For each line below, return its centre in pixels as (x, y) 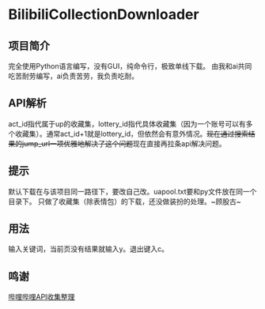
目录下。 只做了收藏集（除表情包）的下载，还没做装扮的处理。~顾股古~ (125, 201)
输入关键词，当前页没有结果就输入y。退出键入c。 (88, 249)
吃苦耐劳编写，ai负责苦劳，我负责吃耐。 (74, 76)
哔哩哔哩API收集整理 (42, 297)
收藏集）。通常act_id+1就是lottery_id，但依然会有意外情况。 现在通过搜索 (132, 134)
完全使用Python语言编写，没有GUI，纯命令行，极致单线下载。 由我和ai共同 (130, 66)
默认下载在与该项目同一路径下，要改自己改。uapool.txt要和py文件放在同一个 (132, 191)
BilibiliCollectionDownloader (104, 15)
